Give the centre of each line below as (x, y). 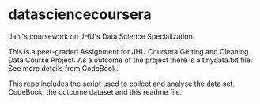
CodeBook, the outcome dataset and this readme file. (95, 91)
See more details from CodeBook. (63, 68)
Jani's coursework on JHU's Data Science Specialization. (102, 36)
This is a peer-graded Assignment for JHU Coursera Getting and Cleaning (128, 51)
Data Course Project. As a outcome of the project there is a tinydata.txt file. (130, 60)
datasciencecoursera (80, 15)
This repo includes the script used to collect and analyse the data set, (122, 84)
